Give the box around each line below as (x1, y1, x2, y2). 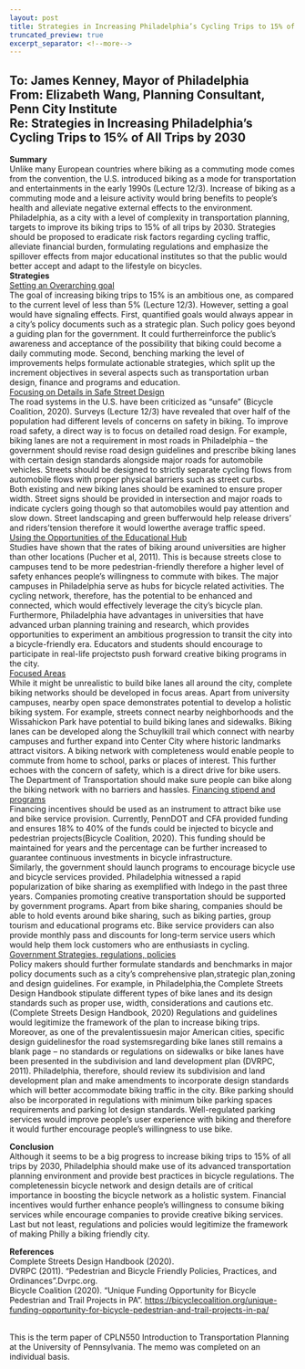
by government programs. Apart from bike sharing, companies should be (9, 901, 283, 912)
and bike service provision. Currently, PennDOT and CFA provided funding (9, 813, 289, 824)
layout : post (9, 13, 59, 23)
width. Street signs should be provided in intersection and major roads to (9, 494, 283, 505)
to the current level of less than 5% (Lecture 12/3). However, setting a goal (9, 299, 289, 310)
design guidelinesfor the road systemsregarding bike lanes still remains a (9, 1037, 284, 1048)
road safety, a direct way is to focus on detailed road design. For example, (9, 425, 288, 436)
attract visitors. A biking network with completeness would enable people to (9, 746, 294, 757)
